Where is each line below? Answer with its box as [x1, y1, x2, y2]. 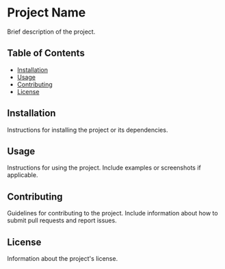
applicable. [7, 171, 38, 179]
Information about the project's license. [7, 255, 118, 262]
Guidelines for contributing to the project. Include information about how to [7, 209, 218, 218]
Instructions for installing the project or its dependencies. [7, 126, 168, 134]
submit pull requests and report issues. [7, 216, 118, 224]
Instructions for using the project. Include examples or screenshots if [7, 163, 202, 172]
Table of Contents [7, 47, 85, 59]
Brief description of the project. [7, 27, 96, 36]
